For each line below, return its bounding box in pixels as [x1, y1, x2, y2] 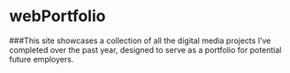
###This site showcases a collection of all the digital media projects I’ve [9, 35, 271, 46]
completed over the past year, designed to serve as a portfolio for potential [9, 44, 282, 55]
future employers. [9, 54, 74, 64]
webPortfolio [9, 6, 106, 26]
